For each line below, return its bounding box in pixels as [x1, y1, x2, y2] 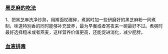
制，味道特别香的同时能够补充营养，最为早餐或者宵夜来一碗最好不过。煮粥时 [5, 23, 163, 29]
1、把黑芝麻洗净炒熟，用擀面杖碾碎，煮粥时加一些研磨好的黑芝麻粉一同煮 [5, 16, 156, 23]
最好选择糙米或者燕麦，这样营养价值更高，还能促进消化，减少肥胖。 [5, 29, 145, 35]
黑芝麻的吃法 [5, 4, 36, 11]
